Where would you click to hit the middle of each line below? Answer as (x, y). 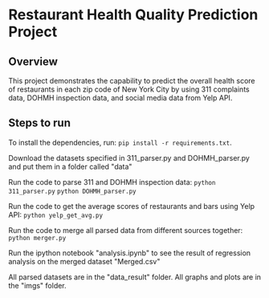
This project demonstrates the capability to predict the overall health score (132, 81)
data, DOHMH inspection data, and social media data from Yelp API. (120, 98)
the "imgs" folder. (37, 285)
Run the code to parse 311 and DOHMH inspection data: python (112, 182)
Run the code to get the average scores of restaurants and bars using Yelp (132, 206)
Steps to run (39, 123)
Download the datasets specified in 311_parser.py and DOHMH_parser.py (129, 157)
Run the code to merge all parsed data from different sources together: (126, 230)
